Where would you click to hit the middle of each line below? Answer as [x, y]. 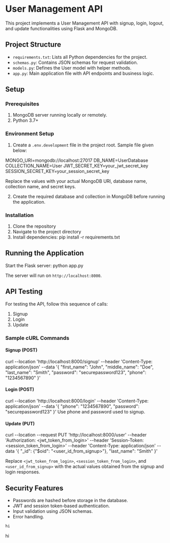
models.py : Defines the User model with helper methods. [72, 68]
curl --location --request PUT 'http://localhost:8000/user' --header [76, 435]
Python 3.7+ [26, 120]
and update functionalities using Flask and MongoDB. [62, 28]
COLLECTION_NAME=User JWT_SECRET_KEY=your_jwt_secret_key [77, 166]
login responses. [23, 472]
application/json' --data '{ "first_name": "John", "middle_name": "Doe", [80, 367]
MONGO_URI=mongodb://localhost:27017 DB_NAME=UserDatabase [77, 160]
